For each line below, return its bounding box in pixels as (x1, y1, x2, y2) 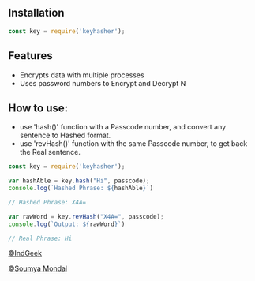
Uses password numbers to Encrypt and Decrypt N (19, 78, 186, 88)
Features (8, 49, 53, 62)
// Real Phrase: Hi (8, 234, 73, 242)
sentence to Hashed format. (19, 130, 111, 140)
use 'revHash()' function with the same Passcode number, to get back (19, 139, 248, 148)
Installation (8, 6, 65, 20)
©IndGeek (8, 249, 42, 258)
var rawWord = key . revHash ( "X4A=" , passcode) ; (8, 212, 164, 220)
